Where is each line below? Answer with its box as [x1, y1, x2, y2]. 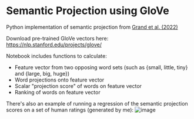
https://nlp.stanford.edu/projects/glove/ [6, 41, 102, 48]
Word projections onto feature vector [14, 76, 105, 83]
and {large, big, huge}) [14, 70, 70, 77]
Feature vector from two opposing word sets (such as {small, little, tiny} [14, 63, 188, 71]
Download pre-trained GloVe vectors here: [6, 35, 109, 42]
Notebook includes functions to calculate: [6, 52, 107, 59]
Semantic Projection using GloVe [6, 4, 169, 18]
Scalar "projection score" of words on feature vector [14, 82, 142, 89]
